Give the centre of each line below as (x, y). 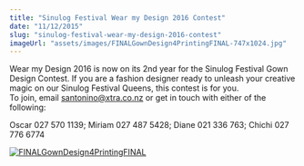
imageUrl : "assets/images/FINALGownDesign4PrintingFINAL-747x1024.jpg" (148, 43)
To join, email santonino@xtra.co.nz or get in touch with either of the (138, 98)
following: (28, 107)
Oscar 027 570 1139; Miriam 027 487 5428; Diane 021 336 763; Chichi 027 (149, 125)
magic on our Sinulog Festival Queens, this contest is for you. (124, 88)
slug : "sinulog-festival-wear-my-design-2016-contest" (116, 34)
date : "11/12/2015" (46, 26)
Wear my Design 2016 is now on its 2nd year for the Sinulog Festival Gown (149, 69)
